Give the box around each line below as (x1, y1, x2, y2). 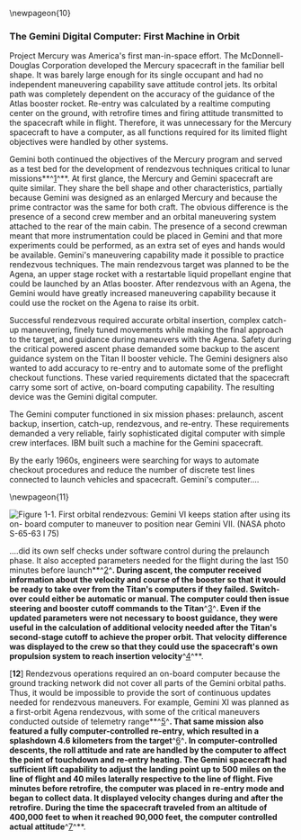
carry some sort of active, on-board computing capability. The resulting (9, 382, 275, 393)
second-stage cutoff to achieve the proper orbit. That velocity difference (9, 632, 288, 643)
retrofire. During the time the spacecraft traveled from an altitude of (9, 802, 268, 813)
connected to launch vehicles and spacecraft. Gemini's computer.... (9, 474, 260, 485)
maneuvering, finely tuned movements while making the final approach (21, 324, 285, 336)
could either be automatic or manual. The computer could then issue (28, 593, 289, 604)
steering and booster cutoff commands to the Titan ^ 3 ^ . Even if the (9, 603, 261, 614)
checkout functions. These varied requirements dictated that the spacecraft (9, 373, 290, 384)
